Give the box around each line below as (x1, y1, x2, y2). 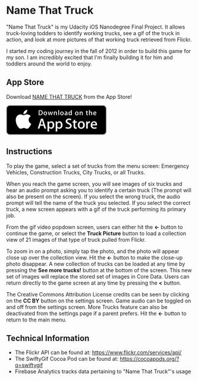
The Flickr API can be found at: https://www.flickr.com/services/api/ (14, 349, 182, 356)
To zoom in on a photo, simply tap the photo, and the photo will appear (6, 248, 180, 255)
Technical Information (6, 333, 90, 343)
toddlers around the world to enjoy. (6, 60, 92, 67)
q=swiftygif (14, 361, 43, 369)
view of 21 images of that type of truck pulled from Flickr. (6, 236, 146, 243)
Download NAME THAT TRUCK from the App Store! (6, 93, 132, 100)
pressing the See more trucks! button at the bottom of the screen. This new (6, 266, 192, 274)
